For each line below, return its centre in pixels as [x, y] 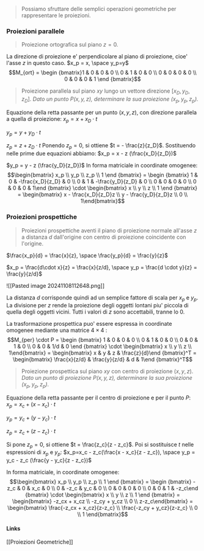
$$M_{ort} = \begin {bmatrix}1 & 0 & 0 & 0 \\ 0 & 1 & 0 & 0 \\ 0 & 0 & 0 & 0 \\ [103, 72]
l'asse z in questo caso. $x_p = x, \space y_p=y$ [68, 63]
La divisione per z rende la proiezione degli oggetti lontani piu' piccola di [97, 306]
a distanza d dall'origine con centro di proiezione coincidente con [104, 237]
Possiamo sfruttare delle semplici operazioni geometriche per [99, 9]
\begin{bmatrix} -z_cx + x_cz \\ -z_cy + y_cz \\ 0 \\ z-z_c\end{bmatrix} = [103, 501]
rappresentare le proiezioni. [56, 15]
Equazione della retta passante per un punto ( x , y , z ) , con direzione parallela [102, 112]
